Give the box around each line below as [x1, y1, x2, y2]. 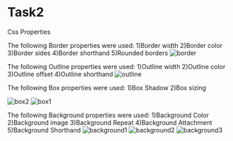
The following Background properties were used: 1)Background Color [7, 111, 210, 119]
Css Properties [7, 27, 51, 36]
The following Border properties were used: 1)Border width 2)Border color [7, 41, 223, 49]
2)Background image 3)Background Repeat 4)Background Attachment [7, 118, 212, 127]
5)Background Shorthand [7, 125, 81, 134]
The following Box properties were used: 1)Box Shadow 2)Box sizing [7, 83, 207, 92]
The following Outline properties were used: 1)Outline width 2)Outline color [7, 62, 226, 70]
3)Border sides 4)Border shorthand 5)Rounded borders [7, 49, 169, 57]
